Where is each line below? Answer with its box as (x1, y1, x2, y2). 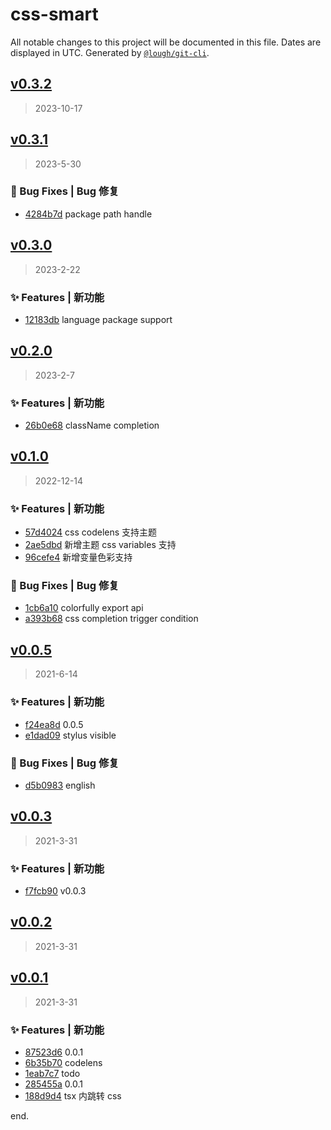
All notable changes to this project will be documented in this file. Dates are (10, 36, 322, 48)
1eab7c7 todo (24, 1067, 81, 1079)
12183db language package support (24, 313, 173, 325)
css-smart (10, 3, 99, 26)
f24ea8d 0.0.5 (24, 718, 84, 730)
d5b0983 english (24, 779, 96, 791)
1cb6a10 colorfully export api (24, 602, 144, 614)
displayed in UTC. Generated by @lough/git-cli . (10, 46, 210, 58)
